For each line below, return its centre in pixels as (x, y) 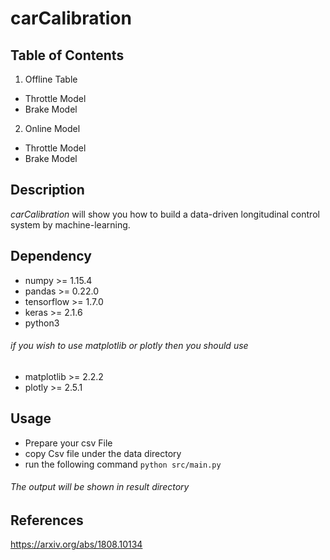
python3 (42, 323)
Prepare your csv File (68, 443)
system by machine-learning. (70, 224)
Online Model (52, 128)
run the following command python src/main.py (123, 464)
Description (47, 190)
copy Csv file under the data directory (103, 453)
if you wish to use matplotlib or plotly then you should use (129, 346)
